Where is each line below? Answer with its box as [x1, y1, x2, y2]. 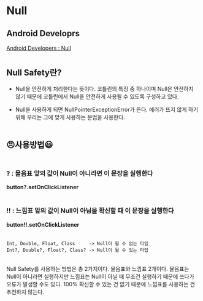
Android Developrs [6, 28, 80, 39]
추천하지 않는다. [6, 288, 45, 295]
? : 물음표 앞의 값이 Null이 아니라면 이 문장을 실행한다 [6, 169, 153, 178]
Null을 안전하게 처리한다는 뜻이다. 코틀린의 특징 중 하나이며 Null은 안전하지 [15, 85, 194, 92]
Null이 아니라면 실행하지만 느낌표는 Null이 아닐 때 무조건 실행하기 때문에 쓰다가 [6, 273, 194, 280]
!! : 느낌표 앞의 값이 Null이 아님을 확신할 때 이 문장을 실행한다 [6, 206, 174, 215]
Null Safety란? [6, 68, 62, 78]
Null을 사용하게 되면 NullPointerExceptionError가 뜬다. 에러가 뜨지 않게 [15, 106, 187, 113]
